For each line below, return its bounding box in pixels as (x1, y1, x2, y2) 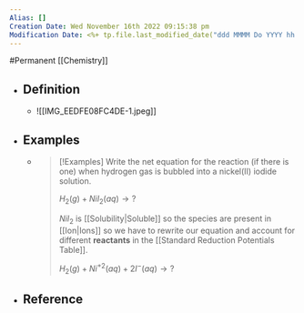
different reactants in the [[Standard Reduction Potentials (58, 234, 275, 246)
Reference (22, 292, 84, 308)
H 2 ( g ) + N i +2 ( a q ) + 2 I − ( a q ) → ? (58, 261, 175, 277)
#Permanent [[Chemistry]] (9, 56, 108, 66)
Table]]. (58, 244, 88, 255)
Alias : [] (9, 13, 47, 23)
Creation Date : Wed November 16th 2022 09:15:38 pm (9, 22, 209, 31)
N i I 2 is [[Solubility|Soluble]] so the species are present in (58, 213, 271, 226)
